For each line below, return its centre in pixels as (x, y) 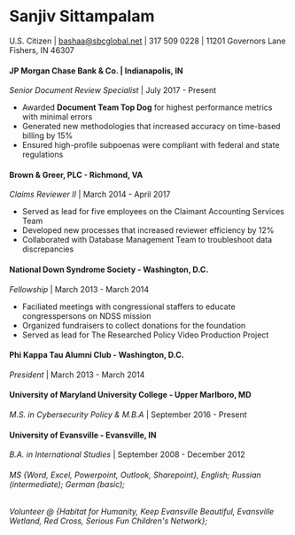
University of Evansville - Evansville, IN (83, 435)
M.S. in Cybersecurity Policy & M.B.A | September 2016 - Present (128, 415)
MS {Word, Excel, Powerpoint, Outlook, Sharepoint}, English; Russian (135, 475)
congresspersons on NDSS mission (87, 315)
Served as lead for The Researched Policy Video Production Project (145, 335)
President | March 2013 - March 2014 (77, 375)
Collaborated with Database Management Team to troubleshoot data (147, 240)
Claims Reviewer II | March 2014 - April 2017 (90, 194)
